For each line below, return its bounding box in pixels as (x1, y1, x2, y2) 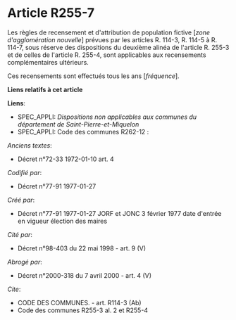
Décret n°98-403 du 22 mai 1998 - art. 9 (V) (17, 244, 147, 252)
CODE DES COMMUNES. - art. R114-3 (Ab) (17, 298, 142, 307)
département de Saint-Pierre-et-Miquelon (17, 120, 139, 128)
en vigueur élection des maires (17, 217, 108, 225)
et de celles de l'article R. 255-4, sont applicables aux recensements (7, 51, 206, 59)
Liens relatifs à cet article (7, 85, 83, 94)
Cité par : (7, 230, 33, 238)
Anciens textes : (7, 141, 53, 149)
